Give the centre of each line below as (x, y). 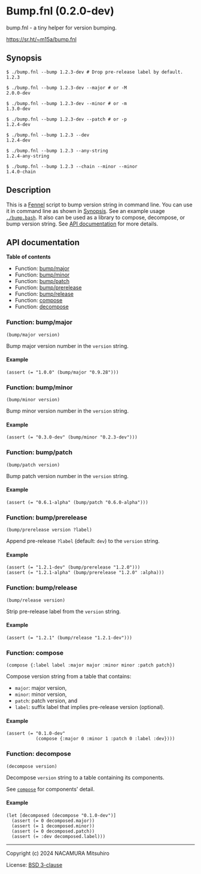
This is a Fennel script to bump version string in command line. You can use (99, 205)
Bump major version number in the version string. (67, 346)
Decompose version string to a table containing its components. (85, 777)
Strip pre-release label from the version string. (64, 611)
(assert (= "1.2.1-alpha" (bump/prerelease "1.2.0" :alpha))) (85, 573)
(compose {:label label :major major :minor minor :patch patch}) (91, 665)
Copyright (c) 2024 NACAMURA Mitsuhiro (58, 853)
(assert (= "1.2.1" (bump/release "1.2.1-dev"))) (69, 638)
